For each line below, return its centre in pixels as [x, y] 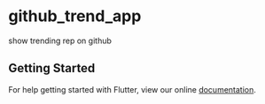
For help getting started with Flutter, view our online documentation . [132, 89]
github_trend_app [75, 16]
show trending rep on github [60, 41]
